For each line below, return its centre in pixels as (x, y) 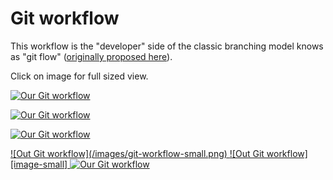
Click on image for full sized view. (79, 76)
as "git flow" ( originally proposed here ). (91, 56)
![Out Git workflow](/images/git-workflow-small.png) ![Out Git (137, 153)
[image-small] (39, 164)
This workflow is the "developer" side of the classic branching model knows (167, 46)
